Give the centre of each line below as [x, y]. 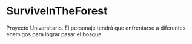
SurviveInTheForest [57, 11]
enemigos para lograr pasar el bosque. [55, 34]
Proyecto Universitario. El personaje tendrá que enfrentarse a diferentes [96, 28]
